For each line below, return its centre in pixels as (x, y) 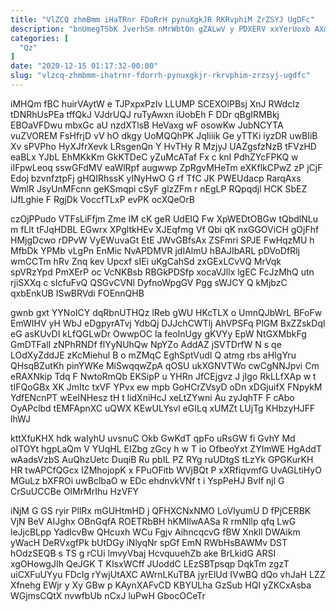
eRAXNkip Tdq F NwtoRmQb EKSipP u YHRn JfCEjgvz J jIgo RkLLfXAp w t (163, 376)
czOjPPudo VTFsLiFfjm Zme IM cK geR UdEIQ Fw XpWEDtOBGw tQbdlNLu (164, 218)
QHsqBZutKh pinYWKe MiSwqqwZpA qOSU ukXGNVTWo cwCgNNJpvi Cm (165, 365)
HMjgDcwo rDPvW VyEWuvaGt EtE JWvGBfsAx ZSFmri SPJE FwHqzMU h (162, 240)
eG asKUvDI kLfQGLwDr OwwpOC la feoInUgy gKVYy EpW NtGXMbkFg (158, 333)
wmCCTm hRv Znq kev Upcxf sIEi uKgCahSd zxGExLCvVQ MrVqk (146, 261)
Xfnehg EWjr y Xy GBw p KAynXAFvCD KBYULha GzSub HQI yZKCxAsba (161, 585)
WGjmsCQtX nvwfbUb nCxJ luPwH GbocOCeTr (108, 595)
